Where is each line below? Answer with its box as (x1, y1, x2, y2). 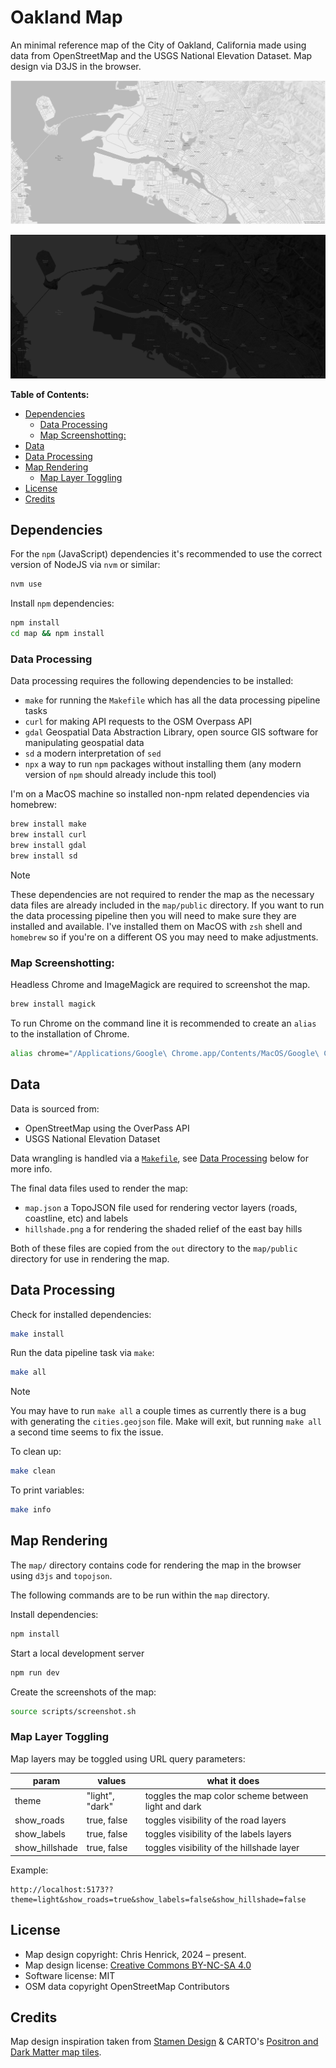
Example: (10, 1864, 49, 1876)
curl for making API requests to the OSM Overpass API (24, 716, 253, 728)
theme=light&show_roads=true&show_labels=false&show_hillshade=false (10, 1894, 307, 1905)
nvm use (10, 579, 43, 590)
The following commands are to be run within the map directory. (10, 1589, 270, 1601)
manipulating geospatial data (24, 737, 145, 749)
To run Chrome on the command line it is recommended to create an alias (10, 1017, 317, 1030)
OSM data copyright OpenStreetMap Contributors (24, 1980, 230, 1992)
